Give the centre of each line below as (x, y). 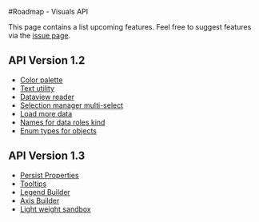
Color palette (41, 80)
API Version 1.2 (47, 60)
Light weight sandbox (56, 209)
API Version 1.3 (47, 156)
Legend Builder (45, 192)
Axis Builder (40, 200)
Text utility (37, 88)
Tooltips (33, 184)
